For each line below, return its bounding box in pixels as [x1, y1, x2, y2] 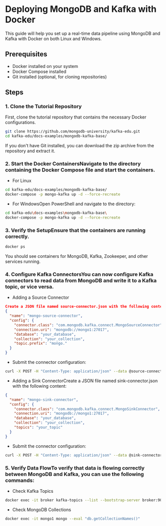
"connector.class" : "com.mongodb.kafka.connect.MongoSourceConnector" [14, 322, 163, 328]
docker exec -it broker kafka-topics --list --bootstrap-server [5, 497, 140, 503]
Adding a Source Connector [12, 294, 69, 300]
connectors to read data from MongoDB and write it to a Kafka [5, 277, 157, 284]
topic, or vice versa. [5, 284, 54, 291]
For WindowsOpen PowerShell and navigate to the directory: [12, 201, 136, 207]
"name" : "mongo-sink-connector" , [9, 397, 79, 402]
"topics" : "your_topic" [14, 425, 63, 430]
